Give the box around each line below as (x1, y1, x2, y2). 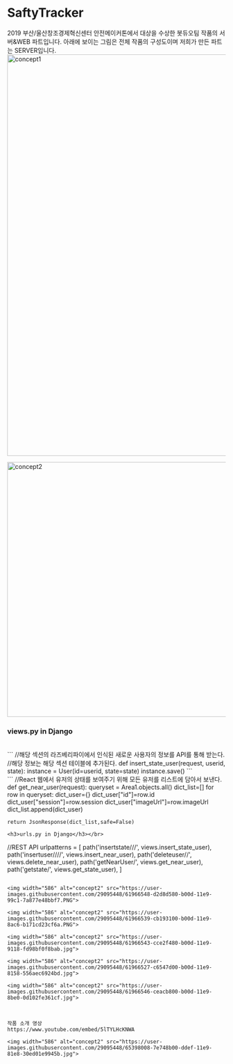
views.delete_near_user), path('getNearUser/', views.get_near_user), (7, 858, 203, 866)
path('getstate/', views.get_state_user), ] (7, 865, 123, 874)
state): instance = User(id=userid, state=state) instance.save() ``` (7, 767, 193, 775)
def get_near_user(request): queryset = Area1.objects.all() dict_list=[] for (7, 783, 214, 791)
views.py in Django (7, 726, 73, 736)
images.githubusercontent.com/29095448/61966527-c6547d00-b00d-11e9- (7, 964, 213, 971)
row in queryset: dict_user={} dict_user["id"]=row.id (7, 791, 155, 799)
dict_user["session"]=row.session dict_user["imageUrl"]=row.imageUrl (7, 798, 209, 807)
